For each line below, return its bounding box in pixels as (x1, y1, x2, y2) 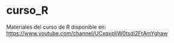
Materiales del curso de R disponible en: (6, 23, 107, 30)
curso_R (6, 4, 48, 17)
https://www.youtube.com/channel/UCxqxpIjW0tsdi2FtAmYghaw (6, 29, 168, 36)
